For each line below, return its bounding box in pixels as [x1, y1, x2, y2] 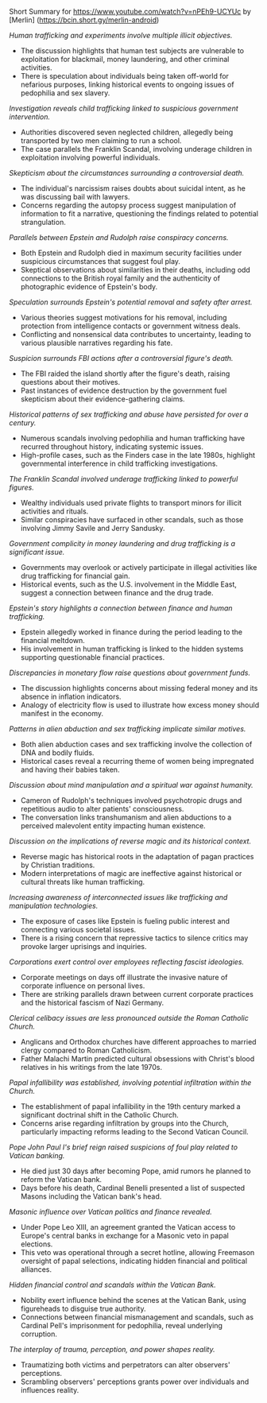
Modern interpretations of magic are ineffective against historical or [20, 869, 242, 878]
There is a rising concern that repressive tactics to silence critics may [20, 933, 249, 943]
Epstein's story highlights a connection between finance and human [9, 603, 233, 613]
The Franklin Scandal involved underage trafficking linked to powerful [9, 475, 238, 483]
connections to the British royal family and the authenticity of [20, 273, 221, 283]
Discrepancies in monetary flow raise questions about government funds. [9, 668, 251, 677]
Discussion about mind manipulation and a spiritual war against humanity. [9, 781, 253, 789]
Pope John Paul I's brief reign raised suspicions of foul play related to [9, 1142, 238, 1152]
